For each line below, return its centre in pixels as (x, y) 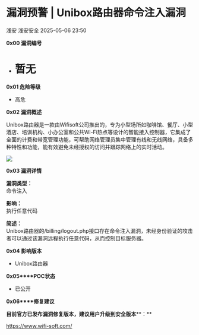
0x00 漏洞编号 (24, 43)
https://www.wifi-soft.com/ (39, 325)
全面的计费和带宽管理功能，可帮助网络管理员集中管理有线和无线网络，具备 (97, 139)
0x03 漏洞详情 (24, 170)
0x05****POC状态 (31, 276)
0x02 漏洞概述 (24, 112)
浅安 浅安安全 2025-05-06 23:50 (46, 30)
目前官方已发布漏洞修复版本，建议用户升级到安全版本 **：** (79, 314)
